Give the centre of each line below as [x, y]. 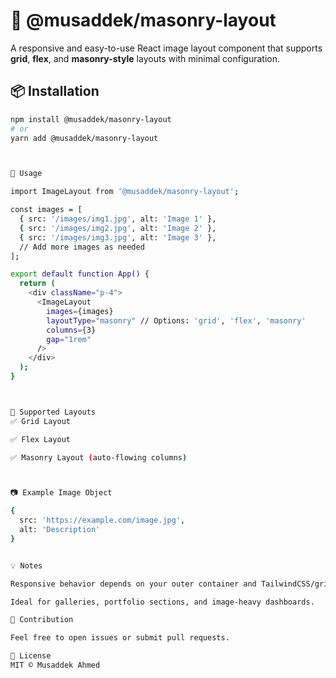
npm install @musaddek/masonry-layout [91, 119]
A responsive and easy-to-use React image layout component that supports [166, 48]
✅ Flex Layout [40, 439]
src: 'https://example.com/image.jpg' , [102, 520]
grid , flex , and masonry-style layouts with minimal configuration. [145, 58]
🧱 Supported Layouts [53, 412]
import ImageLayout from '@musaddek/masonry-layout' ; [125, 192]
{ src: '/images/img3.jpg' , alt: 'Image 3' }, [118, 237]
